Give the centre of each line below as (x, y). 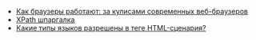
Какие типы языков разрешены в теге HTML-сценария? (111, 28)
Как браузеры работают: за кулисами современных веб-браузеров (132, 11)
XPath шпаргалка (45, 20)
